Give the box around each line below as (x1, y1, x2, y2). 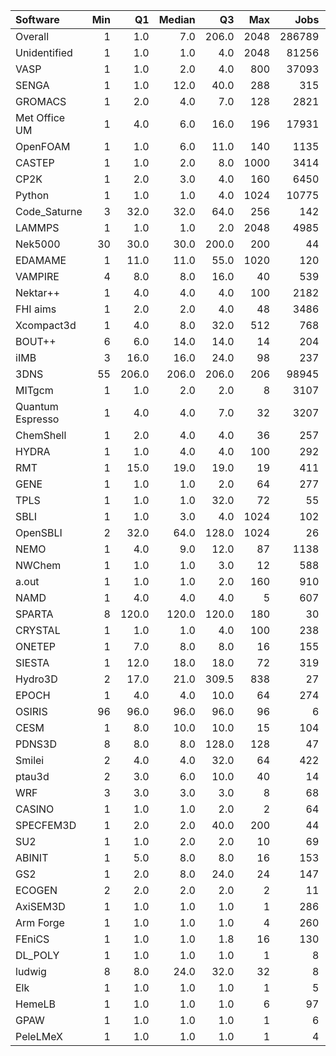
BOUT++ (15, 335, 57, 348)
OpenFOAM (15, 140, 71, 153)
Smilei (15, 754, 45, 767)
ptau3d (15, 770, 50, 783)
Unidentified (15, 46, 73, 59)
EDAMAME (15, 254, 67, 267)
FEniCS (15, 932, 50, 946)
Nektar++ (15, 286, 61, 299)
